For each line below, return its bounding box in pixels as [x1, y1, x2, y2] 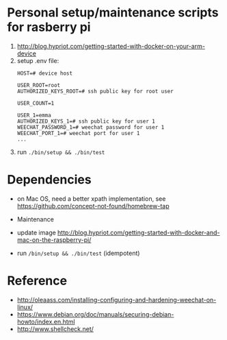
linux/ [16, 303, 33, 311]
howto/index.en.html [16, 317, 75, 326]
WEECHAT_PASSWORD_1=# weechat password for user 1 [16, 123, 165, 131]
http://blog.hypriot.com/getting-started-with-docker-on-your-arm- [16, 42, 205, 50]
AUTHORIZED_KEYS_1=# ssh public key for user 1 [16, 118, 155, 125]
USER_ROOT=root [16, 82, 61, 88]
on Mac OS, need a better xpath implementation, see [16, 194, 166, 203]
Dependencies [7, 172, 92, 188]
